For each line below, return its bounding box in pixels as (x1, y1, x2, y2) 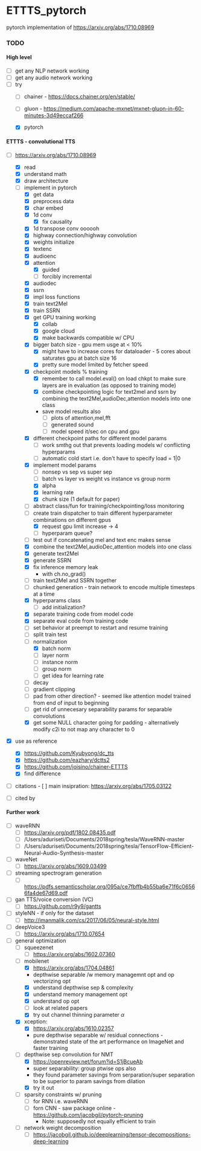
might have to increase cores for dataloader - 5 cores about (42, 348, 191, 355)
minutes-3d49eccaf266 (24, 112, 84, 119)
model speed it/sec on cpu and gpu (51, 428, 140, 435)
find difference (24, 770, 62, 777)
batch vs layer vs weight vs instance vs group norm (42, 475, 171, 483)
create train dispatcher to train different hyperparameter (33, 509, 173, 517)
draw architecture (24, 177, 68, 184)
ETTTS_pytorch (6, 4, 86, 18)
